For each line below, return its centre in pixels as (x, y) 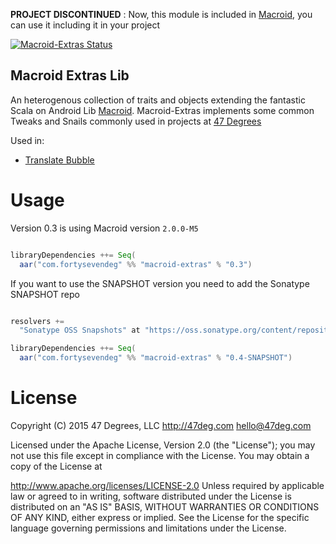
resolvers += (37, 321)
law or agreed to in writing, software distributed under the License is (151, 496)
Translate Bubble (59, 160)
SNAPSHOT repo (45, 294)
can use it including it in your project (85, 25)
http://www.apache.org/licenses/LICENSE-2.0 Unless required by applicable (167, 485)
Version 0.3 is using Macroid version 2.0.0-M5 (104, 228)
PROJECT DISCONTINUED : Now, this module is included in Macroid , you (161, 14)
